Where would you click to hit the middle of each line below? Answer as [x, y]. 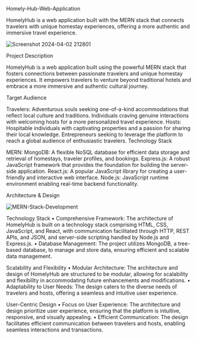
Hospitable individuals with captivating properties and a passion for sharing [99, 128]
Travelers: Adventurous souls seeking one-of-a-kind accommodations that [97, 109]
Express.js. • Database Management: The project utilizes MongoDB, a [91, 244]
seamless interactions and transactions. [55, 330]
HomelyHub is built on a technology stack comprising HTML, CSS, [87, 225]
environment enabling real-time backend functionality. [72, 184]
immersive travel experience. [42, 33]
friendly [16, 177]
